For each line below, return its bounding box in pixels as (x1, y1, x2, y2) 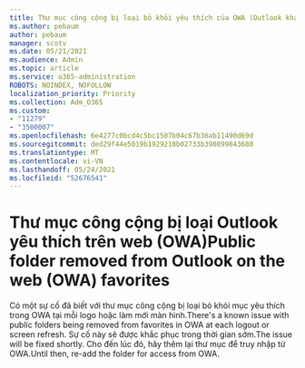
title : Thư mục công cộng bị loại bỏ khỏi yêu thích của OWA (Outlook (9, 13, 282, 23)
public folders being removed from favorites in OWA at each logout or (9, 319, 270, 331)
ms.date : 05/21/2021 (9, 47, 88, 56)
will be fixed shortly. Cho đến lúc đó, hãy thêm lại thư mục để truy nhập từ (9, 339, 286, 350)
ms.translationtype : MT (9, 148, 100, 157)
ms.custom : (9, 106, 51, 115)
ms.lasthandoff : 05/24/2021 (9, 165, 116, 174)
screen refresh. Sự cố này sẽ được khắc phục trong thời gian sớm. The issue (9, 329, 293, 340)
